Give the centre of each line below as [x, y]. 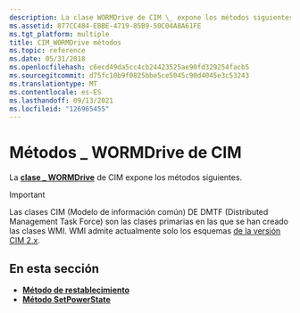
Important [27, 195]
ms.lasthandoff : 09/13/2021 [62, 100]
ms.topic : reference [48, 51]
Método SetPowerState [67, 299]
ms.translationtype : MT [54, 84]
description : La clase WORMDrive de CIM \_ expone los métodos [129, 17]
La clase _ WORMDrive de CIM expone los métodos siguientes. [126, 177]
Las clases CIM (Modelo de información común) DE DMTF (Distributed [139, 212]
